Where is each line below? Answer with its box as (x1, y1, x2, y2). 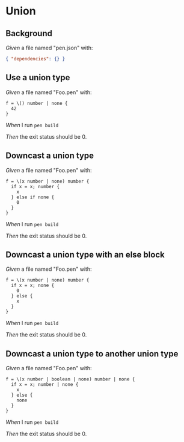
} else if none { (11, 194, 55, 200)
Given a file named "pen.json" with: (5, 44, 93, 51)
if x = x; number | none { (11, 382, 79, 388)
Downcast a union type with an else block (5, 249, 165, 260)
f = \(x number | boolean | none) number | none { (5, 376, 135, 382)
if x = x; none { (11, 282, 55, 289)
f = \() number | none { (5, 100, 68, 106)
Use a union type (5, 72, 70, 83)
